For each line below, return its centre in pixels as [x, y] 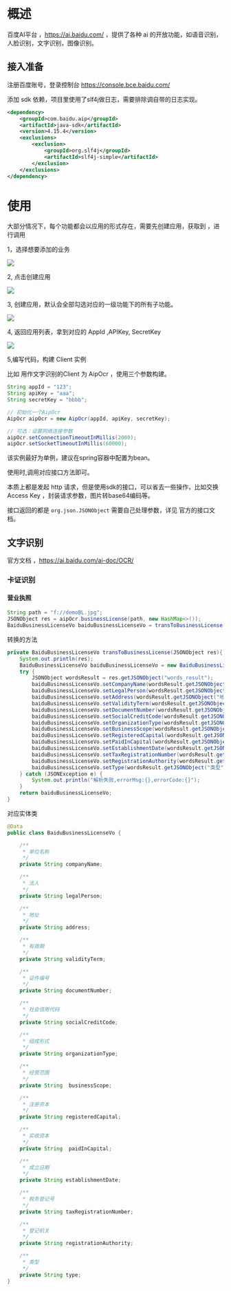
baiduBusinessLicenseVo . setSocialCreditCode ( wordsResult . [117, 716]
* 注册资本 [36, 1104]
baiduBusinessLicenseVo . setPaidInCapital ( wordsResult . [112, 742]
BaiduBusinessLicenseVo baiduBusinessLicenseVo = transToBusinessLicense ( [117, 626]
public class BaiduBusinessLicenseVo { [64, 832]
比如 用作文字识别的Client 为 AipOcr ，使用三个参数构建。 [89, 374]
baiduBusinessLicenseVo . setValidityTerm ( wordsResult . [110, 703]
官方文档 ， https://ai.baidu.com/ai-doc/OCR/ [70, 560]
